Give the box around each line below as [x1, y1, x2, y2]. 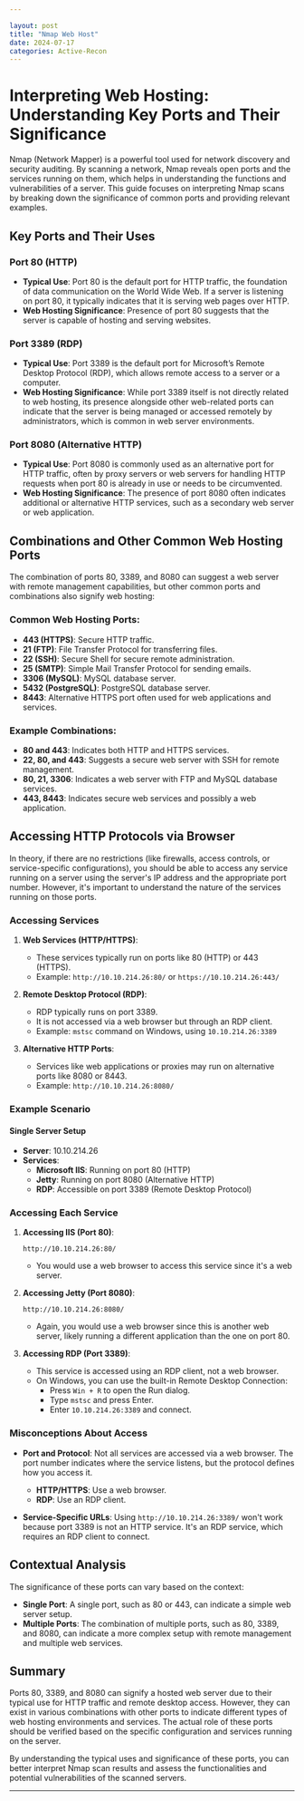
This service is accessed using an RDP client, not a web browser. [35, 1366, 279, 1377]
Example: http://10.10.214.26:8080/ [35, 1080, 175, 1090]
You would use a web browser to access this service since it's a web [35, 1261, 292, 1272]
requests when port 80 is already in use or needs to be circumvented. [22, 478, 283, 489]
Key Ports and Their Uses [9, 228, 156, 244]
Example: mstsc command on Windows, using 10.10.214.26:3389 [35, 1025, 278, 1036]
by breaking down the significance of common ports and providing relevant [9, 192, 290, 204]
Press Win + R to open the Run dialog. [49, 1385, 191, 1396]
